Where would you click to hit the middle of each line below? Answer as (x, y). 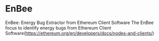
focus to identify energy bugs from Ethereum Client (58, 27)
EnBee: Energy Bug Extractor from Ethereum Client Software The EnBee (79, 22)
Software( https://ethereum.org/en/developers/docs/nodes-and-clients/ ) (80, 33)
